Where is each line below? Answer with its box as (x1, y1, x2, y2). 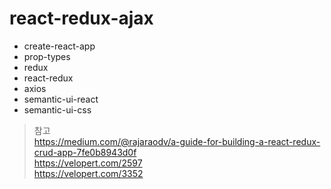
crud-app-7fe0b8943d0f (33, 146, 137, 158)
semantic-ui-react (23, 93, 99, 105)
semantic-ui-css (23, 103, 92, 116)
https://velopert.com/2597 (33, 157, 143, 169)
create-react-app (23, 40, 96, 52)
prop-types (23, 50, 71, 62)
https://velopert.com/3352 (33, 167, 144, 179)
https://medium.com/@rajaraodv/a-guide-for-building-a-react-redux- (33, 135, 321, 147)
